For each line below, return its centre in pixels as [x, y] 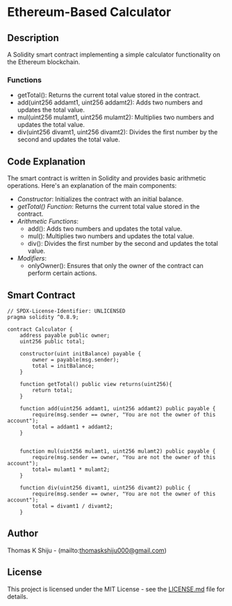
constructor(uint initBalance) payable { [80, 353]
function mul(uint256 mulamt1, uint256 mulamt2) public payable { [118, 451]
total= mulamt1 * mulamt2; [71, 469]
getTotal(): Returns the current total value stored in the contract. [109, 95]
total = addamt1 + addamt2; [73, 427]
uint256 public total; [52, 341]
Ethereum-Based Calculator [89, 12]
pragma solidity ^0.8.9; [43, 317]
